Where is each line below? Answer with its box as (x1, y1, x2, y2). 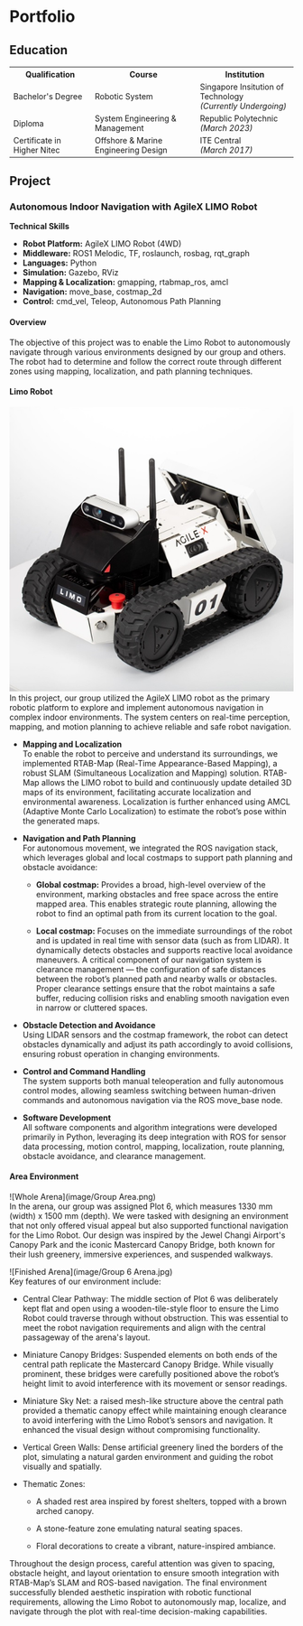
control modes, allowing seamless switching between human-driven (22, 1085, 277, 1096)
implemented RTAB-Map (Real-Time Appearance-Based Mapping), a (22, 757, 278, 768)
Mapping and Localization (22, 739, 123, 749)
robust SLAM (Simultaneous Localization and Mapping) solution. (22, 767, 262, 778)
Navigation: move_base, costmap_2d (22, 286, 162, 297)
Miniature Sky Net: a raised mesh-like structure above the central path (22, 1396, 284, 1407)
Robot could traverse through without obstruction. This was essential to (22, 1313, 289, 1324)
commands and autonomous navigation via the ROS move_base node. (22, 1094, 283, 1105)
